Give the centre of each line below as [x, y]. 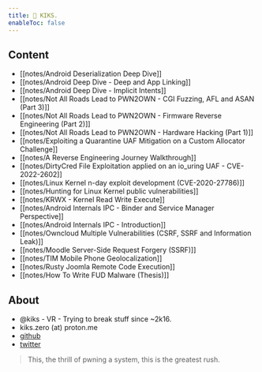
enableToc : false [37, 23]
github [30, 336]
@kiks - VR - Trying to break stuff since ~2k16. [95, 319]
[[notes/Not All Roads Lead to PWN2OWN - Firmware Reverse [121, 116]
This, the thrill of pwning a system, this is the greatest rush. [124, 359]
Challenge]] [39, 149]
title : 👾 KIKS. [33, 15]
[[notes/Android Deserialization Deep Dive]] [90, 74]
